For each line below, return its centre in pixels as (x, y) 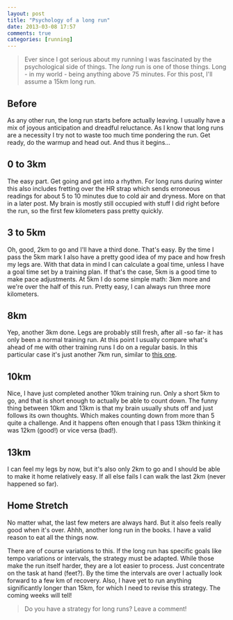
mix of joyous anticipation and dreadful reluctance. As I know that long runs (115, 127)
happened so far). (33, 484)
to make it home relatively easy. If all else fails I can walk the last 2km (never (116, 476)
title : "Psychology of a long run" (59, 20)
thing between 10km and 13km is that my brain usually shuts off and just (110, 408)
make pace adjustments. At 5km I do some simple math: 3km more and (109, 279)
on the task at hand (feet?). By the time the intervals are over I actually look (115, 573)
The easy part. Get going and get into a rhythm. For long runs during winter (115, 181)
